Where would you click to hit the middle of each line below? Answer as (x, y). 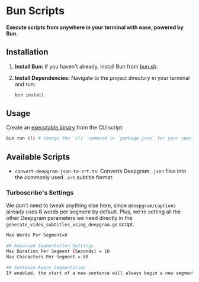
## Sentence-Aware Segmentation (46, 267)
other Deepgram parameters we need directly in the (69, 218)
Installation (27, 52)
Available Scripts (38, 157)
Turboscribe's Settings (40, 193)
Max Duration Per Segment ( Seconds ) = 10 (58, 252)
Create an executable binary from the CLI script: (65, 128)
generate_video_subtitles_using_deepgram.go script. (70, 224)
